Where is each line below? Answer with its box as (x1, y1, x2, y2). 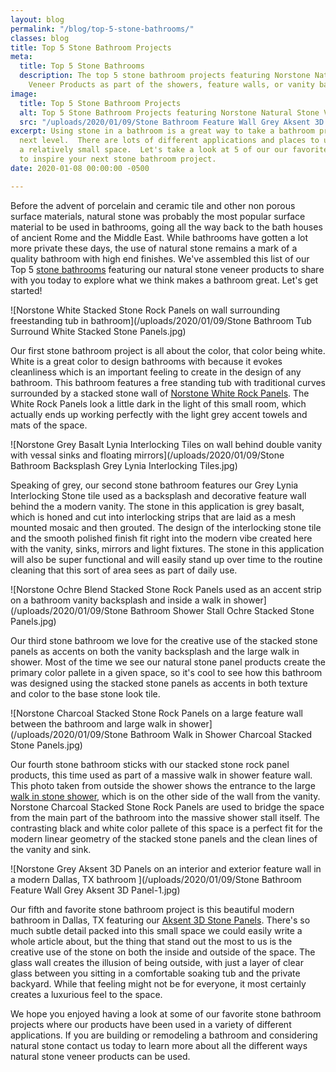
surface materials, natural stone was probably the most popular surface (10, 210, 306, 222)
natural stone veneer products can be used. (10, 1050, 191, 1062)
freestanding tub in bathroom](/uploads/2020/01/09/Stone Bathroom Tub (10, 314, 312, 326)
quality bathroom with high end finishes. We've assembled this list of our (10, 252, 310, 265)
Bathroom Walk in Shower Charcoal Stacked (129, 728, 313, 740)
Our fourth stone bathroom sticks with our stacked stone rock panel (10, 758, 290, 770)
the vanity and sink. (10, 843, 92, 855)
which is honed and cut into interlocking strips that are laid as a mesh (10, 511, 297, 523)
